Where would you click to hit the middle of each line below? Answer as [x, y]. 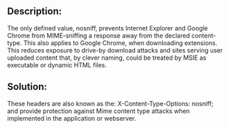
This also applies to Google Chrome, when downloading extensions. [120, 43]
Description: [35, 11]
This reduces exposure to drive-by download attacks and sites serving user [115, 50]
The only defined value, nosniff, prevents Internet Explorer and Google [107, 28]
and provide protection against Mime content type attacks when [99, 111]
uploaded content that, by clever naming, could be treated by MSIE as [107, 58]
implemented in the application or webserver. [72, 118]
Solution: [27, 87]
